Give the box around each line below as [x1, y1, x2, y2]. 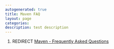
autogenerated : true [5, 7, 47, 12]
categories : [5, 20, 29, 26]
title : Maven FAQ [5, 12, 40, 16]
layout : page [5, 16, 32, 21]
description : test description [5, 25, 69, 30]
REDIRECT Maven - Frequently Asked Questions [12, 38, 109, 44]
